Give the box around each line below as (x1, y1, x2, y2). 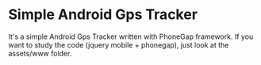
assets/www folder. (8, 48, 72, 58)
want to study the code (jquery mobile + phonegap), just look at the (8, 40, 229, 49)
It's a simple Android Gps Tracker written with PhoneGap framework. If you (8, 32, 254, 41)
